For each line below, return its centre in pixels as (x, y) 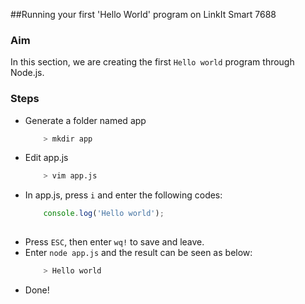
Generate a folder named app (85, 120)
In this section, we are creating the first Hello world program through (152, 62)
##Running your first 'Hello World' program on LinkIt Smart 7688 (143, 14)
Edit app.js (46, 158)
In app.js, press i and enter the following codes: (123, 195)
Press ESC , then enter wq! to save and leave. (114, 242)
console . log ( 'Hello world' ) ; (104, 214)
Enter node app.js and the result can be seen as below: (138, 253)
